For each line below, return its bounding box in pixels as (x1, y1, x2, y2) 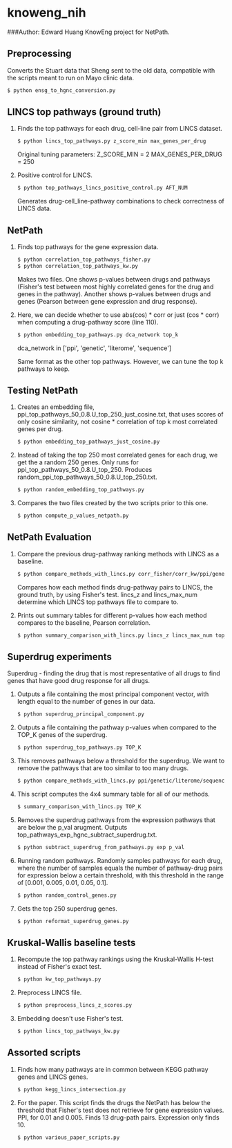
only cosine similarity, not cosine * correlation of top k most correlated (17, 417, 217, 426)
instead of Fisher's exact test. (17, 963, 102, 971)
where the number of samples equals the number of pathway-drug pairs (17, 864, 223, 872)
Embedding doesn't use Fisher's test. (17, 1014, 124, 1023)
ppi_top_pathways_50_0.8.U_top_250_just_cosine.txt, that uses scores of (17, 410, 224, 419)
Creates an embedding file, (17, 403, 95, 411)
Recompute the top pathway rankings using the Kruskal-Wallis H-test (17, 955, 214, 963)
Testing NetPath (7, 385, 78, 397)
